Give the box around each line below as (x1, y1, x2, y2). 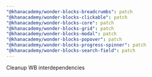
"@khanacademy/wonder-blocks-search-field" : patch (6, 48, 136, 54)
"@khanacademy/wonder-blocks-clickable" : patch (6, 14, 128, 20)
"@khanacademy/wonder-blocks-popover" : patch (6, 36, 122, 42)
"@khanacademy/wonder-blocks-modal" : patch (6, 31, 117, 37)
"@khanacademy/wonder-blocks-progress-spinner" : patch (6, 42, 147, 48)
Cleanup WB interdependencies (6, 64, 85, 71)
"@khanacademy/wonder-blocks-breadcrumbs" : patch (6, 8, 133, 15)
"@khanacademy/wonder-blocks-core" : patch (6, 20, 114, 26)
